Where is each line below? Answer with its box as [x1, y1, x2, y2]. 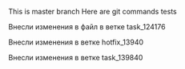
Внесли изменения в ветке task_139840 [8, 53, 143, 62]
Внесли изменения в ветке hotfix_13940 [8, 37, 144, 47]
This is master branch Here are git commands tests [8, 7, 178, 16]
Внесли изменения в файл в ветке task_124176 [8, 22, 166, 31]
